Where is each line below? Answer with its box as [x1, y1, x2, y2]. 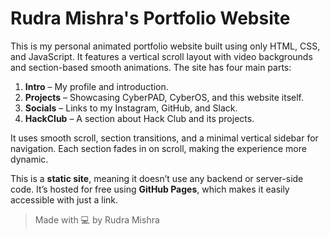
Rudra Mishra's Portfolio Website [10, 7, 291, 30]
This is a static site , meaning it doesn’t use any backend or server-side [10, 172, 304, 184]
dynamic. [10, 153, 49, 165]
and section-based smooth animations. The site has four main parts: [10, 61, 292, 73]
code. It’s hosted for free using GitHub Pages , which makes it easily [10, 183, 290, 195]
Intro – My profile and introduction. [24, 80, 169, 92]
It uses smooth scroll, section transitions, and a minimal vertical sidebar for [10, 132, 319, 144]
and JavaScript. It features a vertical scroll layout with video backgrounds [10, 50, 313, 62]
